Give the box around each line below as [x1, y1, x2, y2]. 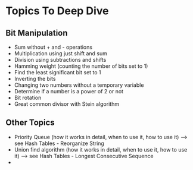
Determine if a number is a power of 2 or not [14, 88, 123, 95]
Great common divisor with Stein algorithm [14, 100, 120, 108]
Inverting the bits [14, 75, 56, 82]
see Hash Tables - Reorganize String [14, 140, 105, 147]
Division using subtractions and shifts [14, 56, 107, 63]
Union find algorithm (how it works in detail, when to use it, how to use [14, 146, 188, 153]
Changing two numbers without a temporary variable [14, 81, 144, 89]
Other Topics [5, 118, 55, 128]
